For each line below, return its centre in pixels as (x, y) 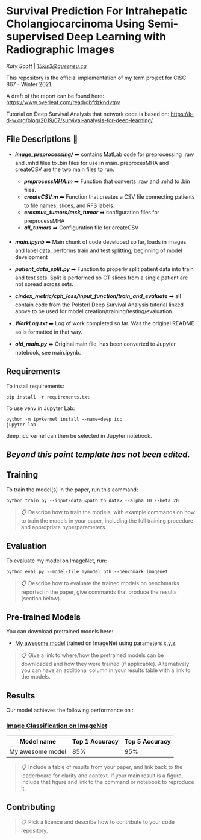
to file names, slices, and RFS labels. (69, 205)
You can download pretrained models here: (60, 632)
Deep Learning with (116, 37)
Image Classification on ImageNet (57, 726)
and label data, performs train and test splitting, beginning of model (98, 250)
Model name (38, 741)
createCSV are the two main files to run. (64, 169)
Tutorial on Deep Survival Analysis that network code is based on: (88, 114)
